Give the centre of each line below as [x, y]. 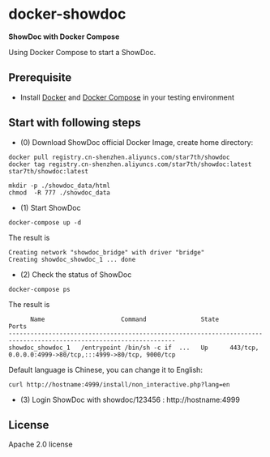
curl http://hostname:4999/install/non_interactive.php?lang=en [119, 384]
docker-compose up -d [45, 222]
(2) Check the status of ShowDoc [76, 274]
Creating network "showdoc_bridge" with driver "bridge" [107, 252]
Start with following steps [75, 123]
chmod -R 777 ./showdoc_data [60, 192]
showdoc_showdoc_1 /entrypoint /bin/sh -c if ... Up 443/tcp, [134, 348]
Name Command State [124, 319]
